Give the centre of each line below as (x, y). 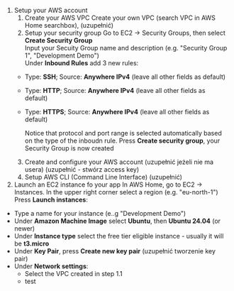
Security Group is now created (69, 148)
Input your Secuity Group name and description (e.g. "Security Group (126, 48)
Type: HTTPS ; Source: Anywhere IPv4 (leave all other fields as (117, 112)
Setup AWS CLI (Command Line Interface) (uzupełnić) (104, 177)
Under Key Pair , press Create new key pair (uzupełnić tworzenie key (115, 251)
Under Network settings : (51, 266)
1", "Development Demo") (62, 55)
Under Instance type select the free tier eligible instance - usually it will (119, 236)
